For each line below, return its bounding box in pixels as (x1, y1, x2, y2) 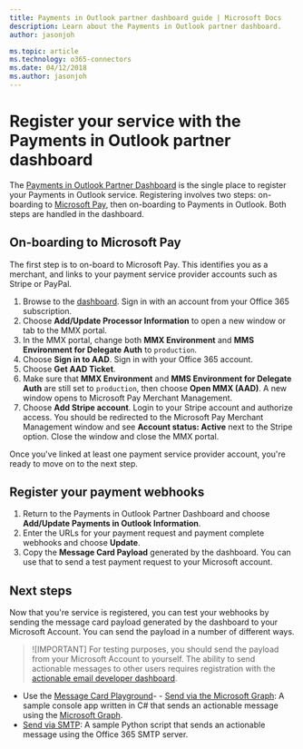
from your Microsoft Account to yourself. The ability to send (31, 654, 256, 665)
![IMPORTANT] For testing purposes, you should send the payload (31, 644, 279, 655)
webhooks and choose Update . (22, 537, 141, 548)
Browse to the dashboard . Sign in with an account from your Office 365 (22, 296, 290, 307)
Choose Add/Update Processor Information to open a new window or (22, 315, 287, 326)
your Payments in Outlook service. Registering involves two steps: (9, 189, 257, 200)
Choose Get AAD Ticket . (22, 363, 116, 374)
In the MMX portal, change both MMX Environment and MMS (22, 334, 255, 345)
